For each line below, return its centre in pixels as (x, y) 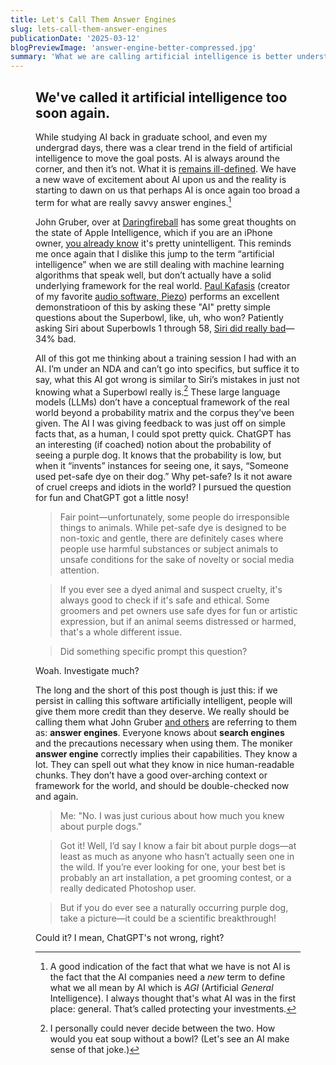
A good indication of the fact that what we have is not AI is (170, 967)
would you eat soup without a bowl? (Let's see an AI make (169, 1039)
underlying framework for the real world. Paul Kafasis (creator (163, 285)
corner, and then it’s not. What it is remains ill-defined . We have (166, 168)
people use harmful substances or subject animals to (169, 549)
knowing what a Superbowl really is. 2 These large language (158, 391)
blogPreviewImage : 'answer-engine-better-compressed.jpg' (133, 47)
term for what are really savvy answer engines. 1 (133, 201)
